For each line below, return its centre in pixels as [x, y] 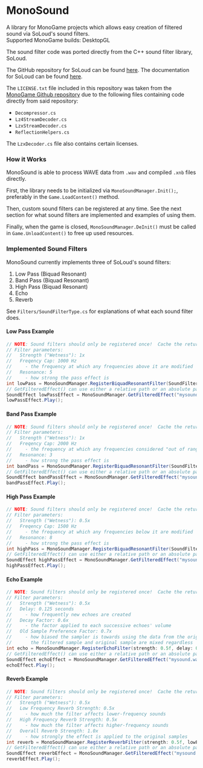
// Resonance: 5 [29, 372]
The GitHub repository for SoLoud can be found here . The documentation [98, 69]
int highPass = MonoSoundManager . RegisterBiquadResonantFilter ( [89, 549]
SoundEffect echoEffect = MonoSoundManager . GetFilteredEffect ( [88, 659]
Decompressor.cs [35, 113]
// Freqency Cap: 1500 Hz [42, 526]
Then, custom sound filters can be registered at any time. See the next [94, 208]
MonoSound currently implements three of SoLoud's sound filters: [89, 262]
